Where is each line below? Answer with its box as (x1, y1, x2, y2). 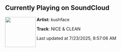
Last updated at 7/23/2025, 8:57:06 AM (36, 35, 117, 41)
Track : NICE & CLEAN (36, 26, 81, 32)
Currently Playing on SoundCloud (5, 4, 110, 12)
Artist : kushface (36, 16, 70, 22)
